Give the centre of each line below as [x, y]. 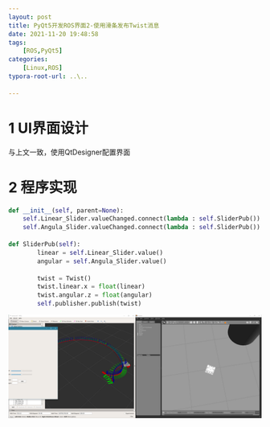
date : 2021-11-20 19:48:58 [53, 34]
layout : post [30, 17]
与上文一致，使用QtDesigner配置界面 [70, 152]
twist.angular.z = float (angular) [95, 295]
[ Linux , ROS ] [43, 68]
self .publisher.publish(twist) [90, 304]
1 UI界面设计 [49, 128]
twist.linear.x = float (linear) [92, 287]
